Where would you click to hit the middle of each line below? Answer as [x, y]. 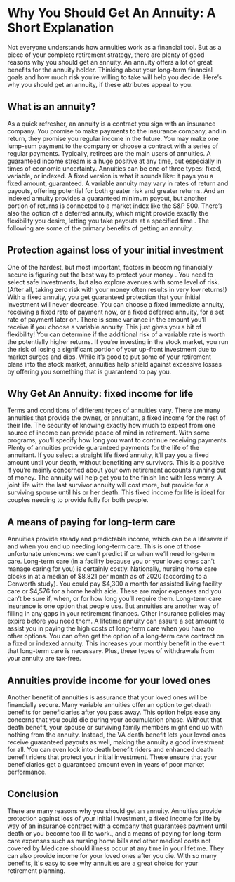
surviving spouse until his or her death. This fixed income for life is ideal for [116, 492]
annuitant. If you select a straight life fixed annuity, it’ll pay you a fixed [108, 455]
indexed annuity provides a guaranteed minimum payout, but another [107, 198]
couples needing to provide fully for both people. [78, 500]
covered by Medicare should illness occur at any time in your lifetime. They [116, 848]
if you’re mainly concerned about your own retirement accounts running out [117, 470]
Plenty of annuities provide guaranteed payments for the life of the [103, 448]
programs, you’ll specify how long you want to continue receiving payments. [118, 440]
